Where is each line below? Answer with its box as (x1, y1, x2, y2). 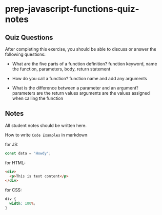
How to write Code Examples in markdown (5, 132, 88, 138)
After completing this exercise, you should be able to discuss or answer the (5, 46, 157, 52)
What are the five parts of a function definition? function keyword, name (12, 61, 157, 66)
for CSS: (5, 187, 22, 193)
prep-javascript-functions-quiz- (5, 3, 140, 15)
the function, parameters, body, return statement (12, 66, 111, 72)
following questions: (5, 51, 46, 57)
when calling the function (12, 95, 63, 101)
